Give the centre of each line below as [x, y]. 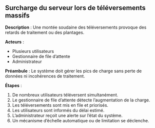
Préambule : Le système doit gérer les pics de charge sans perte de [74, 71]
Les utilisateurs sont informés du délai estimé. [58, 110]
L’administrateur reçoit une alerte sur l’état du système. [67, 115]
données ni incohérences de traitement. [45, 76]
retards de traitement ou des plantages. [45, 32]
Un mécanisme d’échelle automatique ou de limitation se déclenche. [81, 120]
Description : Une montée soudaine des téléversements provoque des [76, 27]
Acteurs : [15, 42]
